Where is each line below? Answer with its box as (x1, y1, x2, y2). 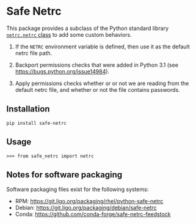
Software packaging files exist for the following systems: (6, 185, 149, 193)
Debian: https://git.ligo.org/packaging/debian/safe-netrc (15, 204, 157, 212)
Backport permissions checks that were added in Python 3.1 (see (15, 61, 179, 69)
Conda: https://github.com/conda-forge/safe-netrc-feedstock (15, 211, 171, 218)
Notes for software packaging (6, 170, 123, 180)
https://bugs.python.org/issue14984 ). (15, 67, 110, 75)
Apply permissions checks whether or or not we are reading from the (15, 80, 189, 87)
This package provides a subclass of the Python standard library (6, 24, 169, 32)
